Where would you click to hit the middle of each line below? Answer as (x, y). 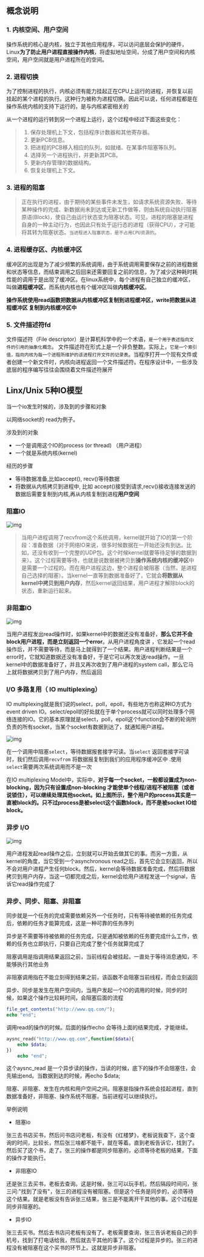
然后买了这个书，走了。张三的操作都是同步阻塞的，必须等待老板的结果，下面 (102, 1150)
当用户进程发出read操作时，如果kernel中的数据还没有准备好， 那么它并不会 (100, 634)
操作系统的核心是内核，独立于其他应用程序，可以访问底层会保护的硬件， (97, 44)
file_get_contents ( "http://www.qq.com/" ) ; (61, 1009)
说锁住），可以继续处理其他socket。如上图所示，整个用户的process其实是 (99, 795)
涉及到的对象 (22, 432)
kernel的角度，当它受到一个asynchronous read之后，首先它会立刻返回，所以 (102, 861)
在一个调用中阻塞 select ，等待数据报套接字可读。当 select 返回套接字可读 (98, 751)
